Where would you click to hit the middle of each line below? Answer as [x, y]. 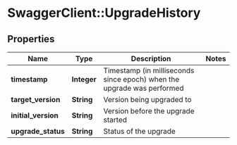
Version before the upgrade [149, 111]
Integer [84, 79]
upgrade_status [38, 131]
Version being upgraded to [147, 100]
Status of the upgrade [140, 131]
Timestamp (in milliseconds [149, 70]
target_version [36, 100]
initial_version [35, 115]
